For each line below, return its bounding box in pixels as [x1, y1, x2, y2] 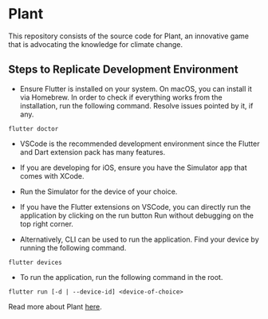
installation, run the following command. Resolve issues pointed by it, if [19, 100, 254, 110]
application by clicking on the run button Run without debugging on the [19, 211, 254, 220]
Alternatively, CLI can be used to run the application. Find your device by [19, 234, 259, 244]
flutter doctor [8, 124, 59, 132]
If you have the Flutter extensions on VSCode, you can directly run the [19, 202, 251, 211]
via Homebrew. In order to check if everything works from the [19, 93, 223, 102]
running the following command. [19, 242, 127, 252]
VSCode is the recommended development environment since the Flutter [19, 139, 260, 148]
